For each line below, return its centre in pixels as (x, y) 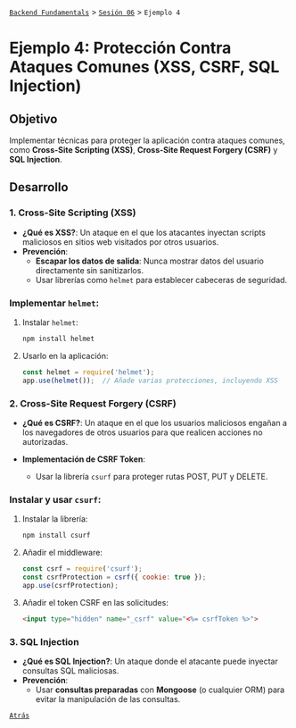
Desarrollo (39, 187)
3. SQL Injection (44, 641)
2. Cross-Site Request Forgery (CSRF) (93, 403)
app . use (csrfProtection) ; (70, 585)
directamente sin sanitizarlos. (90, 270)
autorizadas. (45, 441)
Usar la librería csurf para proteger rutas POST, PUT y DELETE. (152, 476)
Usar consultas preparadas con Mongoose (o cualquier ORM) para (160, 690)
